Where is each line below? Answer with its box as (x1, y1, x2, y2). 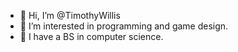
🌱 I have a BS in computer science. (19, 31, 164, 42)
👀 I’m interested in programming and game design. (19, 20, 229, 32)
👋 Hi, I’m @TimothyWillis (19, 10, 121, 21)
